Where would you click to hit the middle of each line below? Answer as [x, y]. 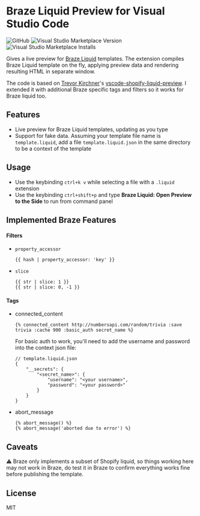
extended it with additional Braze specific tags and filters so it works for [95, 89]
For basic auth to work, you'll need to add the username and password [102, 341]
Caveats [22, 447]
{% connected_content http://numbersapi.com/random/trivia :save [98, 325]
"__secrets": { [45, 369]
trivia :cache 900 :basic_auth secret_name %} [74, 330]
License [21, 493]
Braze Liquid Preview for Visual [86, 11]
